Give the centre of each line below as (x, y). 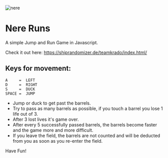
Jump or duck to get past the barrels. (52, 103)
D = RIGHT (21, 85)
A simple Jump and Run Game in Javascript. (52, 42)
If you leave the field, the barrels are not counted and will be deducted (86, 136)
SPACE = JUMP (20, 94)
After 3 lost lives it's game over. (46, 119)
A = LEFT (20, 80)
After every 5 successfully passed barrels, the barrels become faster (85, 124)
